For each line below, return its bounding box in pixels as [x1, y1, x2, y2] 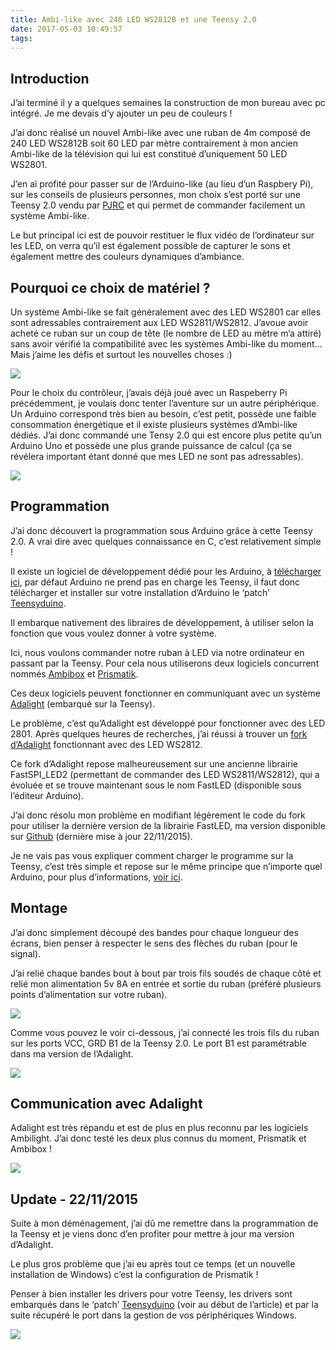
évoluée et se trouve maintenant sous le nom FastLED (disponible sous [10, 779, 302, 791]
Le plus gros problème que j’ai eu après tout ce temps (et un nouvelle [10, 1258, 296, 1270]
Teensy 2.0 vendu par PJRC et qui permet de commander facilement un [10, 199, 306, 211]
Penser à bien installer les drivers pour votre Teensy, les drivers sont [10, 1288, 293, 1300]
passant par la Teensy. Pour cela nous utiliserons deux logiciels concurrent [10, 657, 320, 669]
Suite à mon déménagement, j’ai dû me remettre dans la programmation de [10, 1217, 319, 1230]
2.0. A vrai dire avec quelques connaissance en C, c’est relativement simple [10, 535, 322, 547]
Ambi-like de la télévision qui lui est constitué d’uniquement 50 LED [10, 148, 288, 160]
